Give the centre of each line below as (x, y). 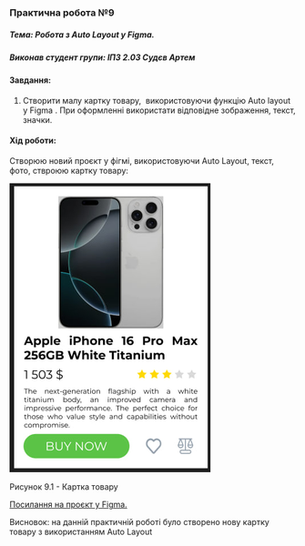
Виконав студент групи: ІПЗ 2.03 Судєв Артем (102, 57)
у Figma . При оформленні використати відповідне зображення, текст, (159, 110)
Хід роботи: (33, 141)
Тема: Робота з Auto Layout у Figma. (82, 35)
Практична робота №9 (62, 13)
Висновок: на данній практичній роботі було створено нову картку (140, 522)
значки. (37, 119)
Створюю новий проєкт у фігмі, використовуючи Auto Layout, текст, (142, 161)
